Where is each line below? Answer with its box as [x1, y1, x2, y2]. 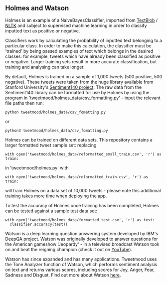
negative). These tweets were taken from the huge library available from [5, 79, 154, 85]
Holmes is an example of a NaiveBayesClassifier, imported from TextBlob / [5, 17, 158, 23]
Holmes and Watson [5, 4, 69, 12]
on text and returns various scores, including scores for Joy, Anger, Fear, [5, 267, 155, 273]
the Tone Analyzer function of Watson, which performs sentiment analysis [5, 261, 158, 267]
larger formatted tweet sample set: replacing [5, 142, 97, 148]
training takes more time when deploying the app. [5, 193, 107, 199]
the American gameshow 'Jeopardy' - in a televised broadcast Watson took [5, 241, 160, 247]
